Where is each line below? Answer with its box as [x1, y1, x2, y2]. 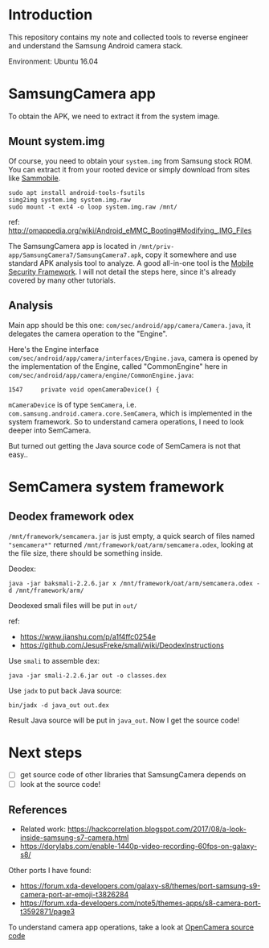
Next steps [8, 743, 83, 762]
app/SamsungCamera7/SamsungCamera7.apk [8, 251, 142, 259]
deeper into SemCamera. [8, 425, 92, 435]
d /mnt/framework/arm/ [8, 586, 84, 594]
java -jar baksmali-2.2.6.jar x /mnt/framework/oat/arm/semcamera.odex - [8, 579, 261, 587]
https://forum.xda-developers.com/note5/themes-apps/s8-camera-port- [19, 898, 261, 908]
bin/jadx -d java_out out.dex [8, 701, 110, 710]
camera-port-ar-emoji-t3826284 [19, 890, 129, 900]
